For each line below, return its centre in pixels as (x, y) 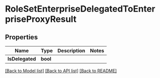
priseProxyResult (41, 19)
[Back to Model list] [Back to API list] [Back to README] (61, 71)
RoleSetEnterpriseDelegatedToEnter (80, 9)
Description (71, 51)
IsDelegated (22, 59)
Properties (21, 37)
